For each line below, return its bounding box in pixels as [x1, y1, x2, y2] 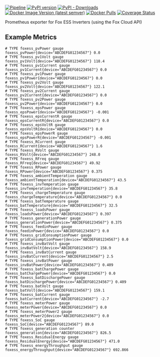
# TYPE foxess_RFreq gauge [5, 156, 59, 161]
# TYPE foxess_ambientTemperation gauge [5, 173, 88, 178]
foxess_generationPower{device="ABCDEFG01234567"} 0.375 [5, 220, 122, 225]
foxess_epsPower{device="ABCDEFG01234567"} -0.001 [5, 110, 109, 114]
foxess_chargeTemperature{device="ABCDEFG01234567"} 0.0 [5, 195, 122, 199]
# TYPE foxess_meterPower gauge [5, 301, 70, 306]
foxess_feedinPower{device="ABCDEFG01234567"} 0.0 [5, 228, 109, 233]
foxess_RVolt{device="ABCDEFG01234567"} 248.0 [5, 152, 101, 157]
